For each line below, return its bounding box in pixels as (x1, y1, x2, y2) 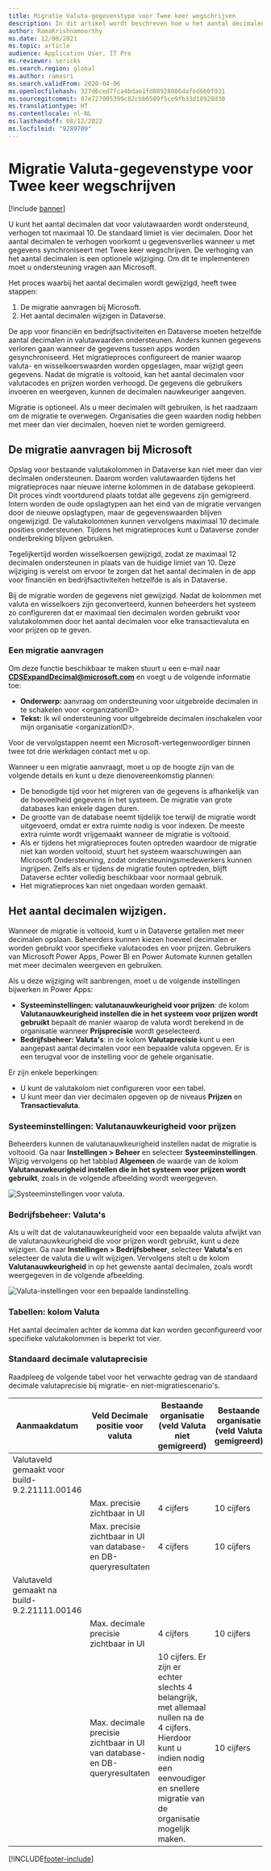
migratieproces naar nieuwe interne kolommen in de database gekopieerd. (8, 482, 256, 491)
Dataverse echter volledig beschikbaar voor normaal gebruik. (19, 872, 224, 882)
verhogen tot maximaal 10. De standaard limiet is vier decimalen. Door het (8, 227, 253, 237)
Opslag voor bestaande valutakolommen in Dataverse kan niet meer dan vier (8, 465, 263, 474)
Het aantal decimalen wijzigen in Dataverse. (19, 311, 166, 320)
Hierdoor (157, 1732, 192, 1743)
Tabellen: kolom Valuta (8, 1306, 100, 1317)
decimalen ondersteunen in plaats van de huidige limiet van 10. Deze (8, 558, 236, 567)
